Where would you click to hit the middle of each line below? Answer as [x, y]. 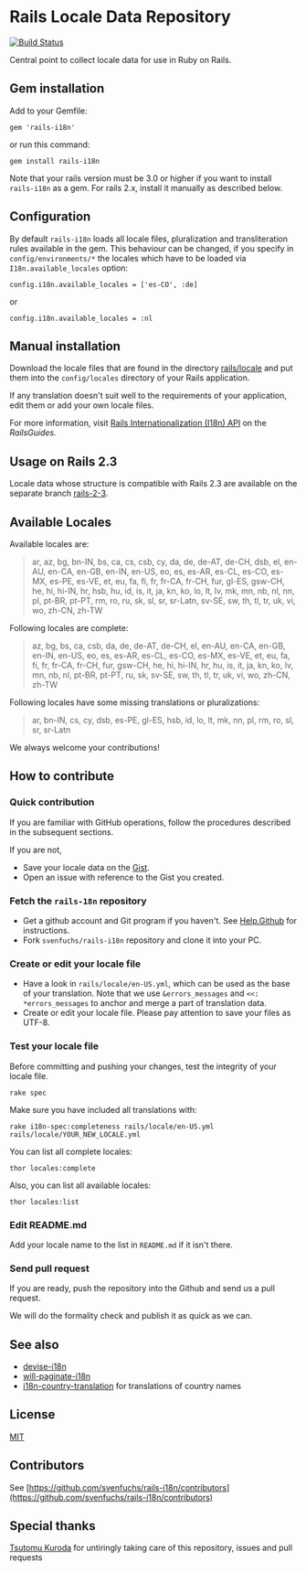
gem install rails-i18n [55, 161]
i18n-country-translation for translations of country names [132, 1385]
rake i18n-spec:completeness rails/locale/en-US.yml [112, 1127]
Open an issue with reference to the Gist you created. [123, 877]
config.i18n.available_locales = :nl [81, 318]
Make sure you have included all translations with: [104, 1109]
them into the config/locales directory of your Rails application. [130, 378]
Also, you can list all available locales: [80, 1185]
